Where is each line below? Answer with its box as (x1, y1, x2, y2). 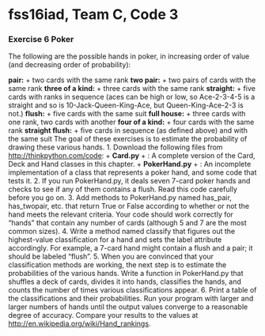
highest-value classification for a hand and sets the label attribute (8, 235, 222, 244)
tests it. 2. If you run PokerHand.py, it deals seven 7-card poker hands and (8, 176, 251, 186)
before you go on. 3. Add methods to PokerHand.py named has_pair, (8, 193, 232, 202)
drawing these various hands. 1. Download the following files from (8, 142, 223, 152)
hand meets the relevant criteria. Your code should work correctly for (8, 210, 233, 219)
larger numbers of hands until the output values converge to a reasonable (8, 302, 248, 311)
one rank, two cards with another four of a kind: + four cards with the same (8, 117, 255, 127)
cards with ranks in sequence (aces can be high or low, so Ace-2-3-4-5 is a (8, 92, 256, 102)
